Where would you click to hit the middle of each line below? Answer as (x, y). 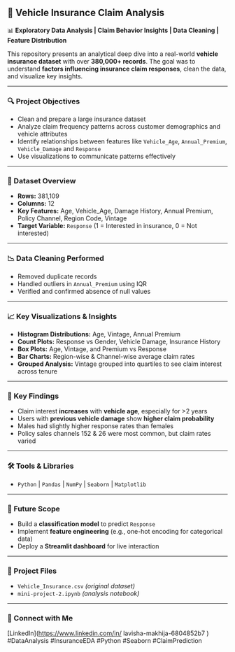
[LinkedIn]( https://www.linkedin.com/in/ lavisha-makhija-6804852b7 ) (108, 633)
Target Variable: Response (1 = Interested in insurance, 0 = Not (107, 226)
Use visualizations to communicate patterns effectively (97, 156)
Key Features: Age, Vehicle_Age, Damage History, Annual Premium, (115, 211)
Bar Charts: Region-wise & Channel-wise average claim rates (106, 356)
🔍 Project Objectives (44, 101)
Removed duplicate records (57, 276)
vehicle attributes (42, 134)
